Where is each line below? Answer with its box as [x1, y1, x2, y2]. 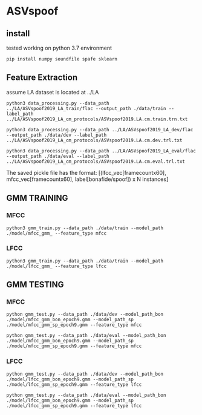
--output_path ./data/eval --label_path [6, 153, 110, 159]
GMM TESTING [6, 279, 64, 290]
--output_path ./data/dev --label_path [6, 132, 107, 138]
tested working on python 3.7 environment [6, 44, 112, 51]
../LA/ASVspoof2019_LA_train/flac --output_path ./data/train [6, 105, 166, 111]
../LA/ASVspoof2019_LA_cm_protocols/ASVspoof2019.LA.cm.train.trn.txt [6, 116, 188, 122]
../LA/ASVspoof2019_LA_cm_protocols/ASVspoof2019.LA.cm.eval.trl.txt [6, 158, 186, 165]
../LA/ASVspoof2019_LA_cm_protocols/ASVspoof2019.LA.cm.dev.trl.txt [6, 137, 183, 143]
